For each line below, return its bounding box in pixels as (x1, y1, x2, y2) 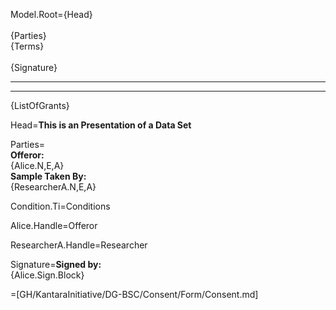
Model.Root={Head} (10, 9, 93, 20)
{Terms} (10, 40, 45, 52)
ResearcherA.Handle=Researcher (10, 239, 148, 251)
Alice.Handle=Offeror (10, 220, 98, 231)
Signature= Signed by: (10, 259, 102, 270)
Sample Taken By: (10, 170, 87, 182)
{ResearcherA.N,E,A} (10, 181, 97, 193)
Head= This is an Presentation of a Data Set (10, 119, 192, 131)
